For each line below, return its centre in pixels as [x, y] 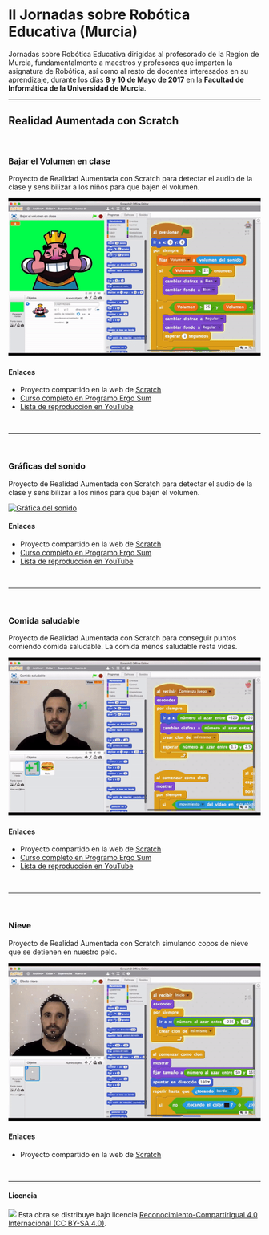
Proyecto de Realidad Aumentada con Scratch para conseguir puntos [122, 638]
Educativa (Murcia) [73, 32]
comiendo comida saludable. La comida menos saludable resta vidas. [123, 647]
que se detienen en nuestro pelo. [63, 952]
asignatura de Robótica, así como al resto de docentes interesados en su [128, 71]
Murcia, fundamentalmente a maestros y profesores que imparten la [120, 63]
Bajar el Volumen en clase [59, 160]
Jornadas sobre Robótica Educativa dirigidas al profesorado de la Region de [134, 54]
